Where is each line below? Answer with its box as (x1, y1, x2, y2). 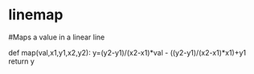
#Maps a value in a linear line (8, 32, 105, 42)
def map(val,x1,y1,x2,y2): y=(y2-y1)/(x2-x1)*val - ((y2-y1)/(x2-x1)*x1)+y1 (8, 47, 247, 57)
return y (8, 56, 35, 66)
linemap (8, 6, 63, 24)
